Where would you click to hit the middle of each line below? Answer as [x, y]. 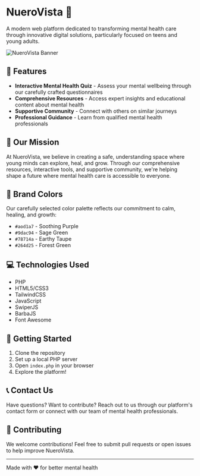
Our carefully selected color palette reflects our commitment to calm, [91, 209]
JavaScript [28, 301]
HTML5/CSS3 [32, 288]
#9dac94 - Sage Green [41, 233]
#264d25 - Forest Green [43, 245]
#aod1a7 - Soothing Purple [46, 226]
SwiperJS [26, 307]
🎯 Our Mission [33, 142]
